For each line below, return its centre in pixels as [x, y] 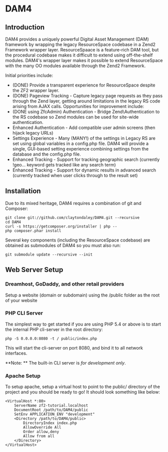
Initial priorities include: [29, 75]
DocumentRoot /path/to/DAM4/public [51, 410]
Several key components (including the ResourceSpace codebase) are [78, 240]
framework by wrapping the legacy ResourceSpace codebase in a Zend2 [80, 44]
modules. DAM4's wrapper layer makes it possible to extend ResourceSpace [84, 60]
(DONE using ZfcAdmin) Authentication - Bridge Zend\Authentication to [86, 111]
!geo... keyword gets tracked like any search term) [64, 165]
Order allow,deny [41, 432]
